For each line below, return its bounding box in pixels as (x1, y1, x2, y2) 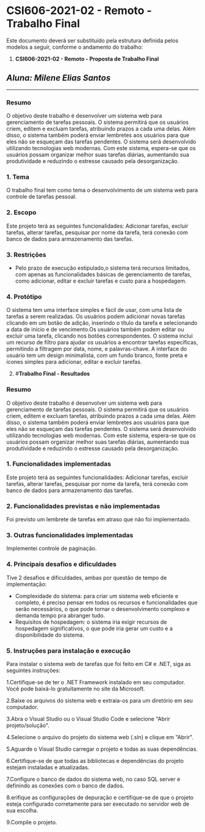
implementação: (6, 581, 47, 588)
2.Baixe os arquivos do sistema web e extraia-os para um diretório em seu (6, 697, 193, 704)
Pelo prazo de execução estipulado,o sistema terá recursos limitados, (15, 264, 190, 272)
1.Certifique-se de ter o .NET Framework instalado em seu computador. (6, 679, 185, 686)
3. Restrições (6, 250, 47, 259)
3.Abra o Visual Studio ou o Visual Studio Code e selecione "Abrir (6, 715, 171, 723)
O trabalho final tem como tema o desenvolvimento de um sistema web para (6, 187, 198, 194)
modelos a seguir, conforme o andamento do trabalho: (6, 43, 143, 51)
